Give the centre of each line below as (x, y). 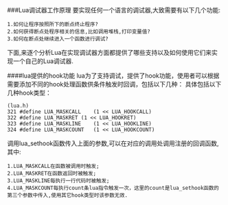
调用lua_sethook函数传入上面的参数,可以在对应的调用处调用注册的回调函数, (113, 143)
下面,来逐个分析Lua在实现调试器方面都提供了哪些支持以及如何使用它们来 (110, 52)
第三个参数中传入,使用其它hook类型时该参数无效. (68, 195)
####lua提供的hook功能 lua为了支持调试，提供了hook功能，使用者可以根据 (113, 75)
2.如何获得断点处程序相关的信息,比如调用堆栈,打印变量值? (79, 32)
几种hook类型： (29, 93)
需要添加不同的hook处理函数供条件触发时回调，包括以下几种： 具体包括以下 (114, 84)
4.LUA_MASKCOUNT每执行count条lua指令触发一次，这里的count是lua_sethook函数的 (113, 188)
